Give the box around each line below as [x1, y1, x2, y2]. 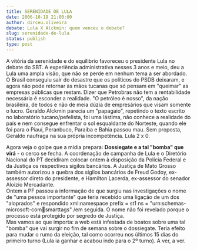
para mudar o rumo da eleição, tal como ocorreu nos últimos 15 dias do [6, 231, 179, 238]
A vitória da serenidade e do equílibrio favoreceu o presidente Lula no [6, 57, 175, 65]
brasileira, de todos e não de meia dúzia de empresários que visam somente [6, 101, 191, 108]
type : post [6, 42, 33, 48]
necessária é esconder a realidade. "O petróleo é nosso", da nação [6, 94, 169, 102]
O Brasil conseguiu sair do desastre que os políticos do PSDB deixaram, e [6, 76, 185, 83]
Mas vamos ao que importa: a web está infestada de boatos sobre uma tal [6, 218, 186, 225]
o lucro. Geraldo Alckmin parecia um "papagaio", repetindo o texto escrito [6, 107, 185, 114]
